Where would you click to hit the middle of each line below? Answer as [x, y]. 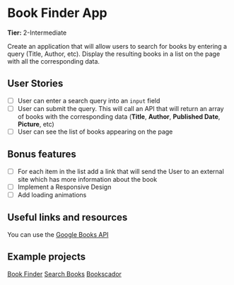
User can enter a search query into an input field [89, 100]
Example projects [47, 257]
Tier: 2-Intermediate [37, 33]
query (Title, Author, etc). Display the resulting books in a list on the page [114, 54]
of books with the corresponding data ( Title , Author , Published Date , [119, 116]
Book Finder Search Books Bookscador [65, 274]
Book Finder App [57, 13]
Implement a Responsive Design [64, 187]
